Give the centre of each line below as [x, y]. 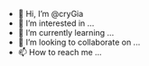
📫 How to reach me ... [60, 52]
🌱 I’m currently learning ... [66, 33]
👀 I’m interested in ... [56, 23]
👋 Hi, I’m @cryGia [51, 14]
